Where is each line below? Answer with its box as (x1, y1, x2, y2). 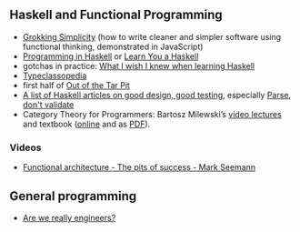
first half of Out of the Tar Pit (22, 79, 130, 90)
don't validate (22, 99, 75, 110)
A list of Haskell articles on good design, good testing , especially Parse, (22, 89, 292, 100)
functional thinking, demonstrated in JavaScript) (22, 41, 204, 52)
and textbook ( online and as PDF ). (22, 118, 151, 129)
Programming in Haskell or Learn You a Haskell (22, 50, 199, 62)
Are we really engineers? (22, 212, 116, 223)
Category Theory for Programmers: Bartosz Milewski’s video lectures (22, 108, 282, 119)
